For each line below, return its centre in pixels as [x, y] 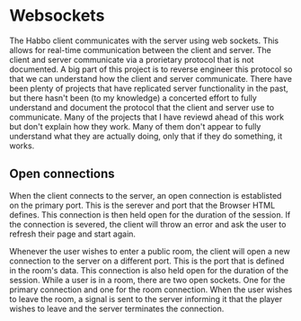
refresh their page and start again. [73, 234]
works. [22, 146]
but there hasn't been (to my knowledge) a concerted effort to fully [133, 98]
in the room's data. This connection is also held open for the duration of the [149, 270]
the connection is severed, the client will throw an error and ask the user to [148, 224]
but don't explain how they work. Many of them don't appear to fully [135, 126]
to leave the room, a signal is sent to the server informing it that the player [146, 299]
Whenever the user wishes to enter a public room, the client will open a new [150, 251]
